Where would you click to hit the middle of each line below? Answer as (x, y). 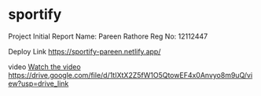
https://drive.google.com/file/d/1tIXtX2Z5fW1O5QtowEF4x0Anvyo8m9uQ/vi (130, 75)
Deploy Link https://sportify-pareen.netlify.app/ (85, 51)
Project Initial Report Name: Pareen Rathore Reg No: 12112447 (108, 36)
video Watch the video (44, 66)
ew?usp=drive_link (39, 83)
